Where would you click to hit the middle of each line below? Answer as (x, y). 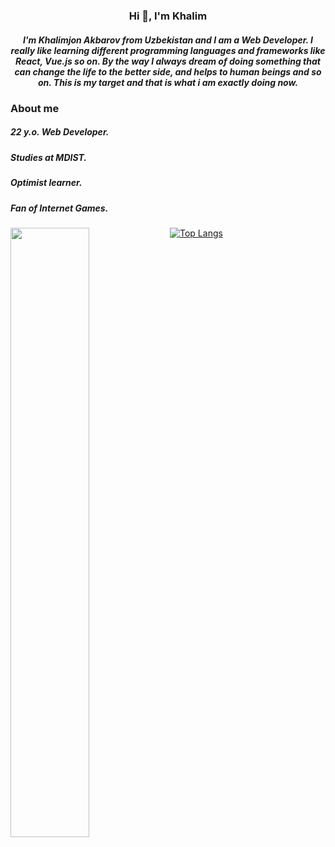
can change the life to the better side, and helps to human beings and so (168, 71)
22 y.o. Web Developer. (60, 132)
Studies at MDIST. (49, 157)
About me (35, 108)
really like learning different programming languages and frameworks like (168, 50)
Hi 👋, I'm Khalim (168, 16)
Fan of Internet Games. (59, 208)
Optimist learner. (46, 183)
